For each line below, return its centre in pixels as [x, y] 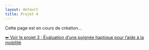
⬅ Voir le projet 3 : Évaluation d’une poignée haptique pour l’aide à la [74, 37]
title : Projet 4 [22, 14]
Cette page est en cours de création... [44, 28]
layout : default [22, 9]
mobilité [13, 42]
